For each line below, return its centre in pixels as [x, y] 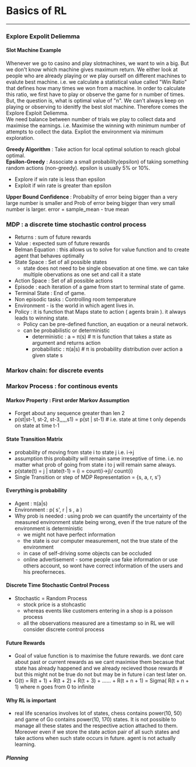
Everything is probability [37, 491]
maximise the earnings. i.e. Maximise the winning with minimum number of [96, 126]
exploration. [20, 138]
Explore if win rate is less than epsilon [60, 179]
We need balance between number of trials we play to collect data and [91, 119]
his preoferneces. [44, 571]
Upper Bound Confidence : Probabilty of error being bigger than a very [92, 197]
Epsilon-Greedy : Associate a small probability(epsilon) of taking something [97, 162]
